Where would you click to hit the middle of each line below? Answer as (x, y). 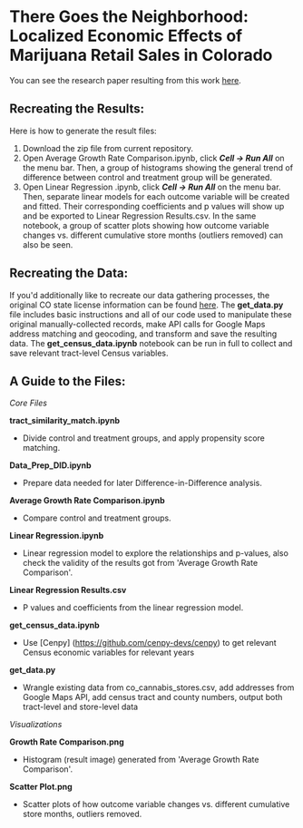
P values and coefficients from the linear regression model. (133, 608)
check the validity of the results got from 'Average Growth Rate (140, 563)
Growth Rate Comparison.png (67, 742)
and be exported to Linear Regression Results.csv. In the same (139, 216)
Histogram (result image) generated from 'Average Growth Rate (141, 760)
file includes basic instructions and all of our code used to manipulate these (151, 314)
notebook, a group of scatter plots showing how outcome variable (146, 225)
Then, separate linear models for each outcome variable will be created (156, 196)
